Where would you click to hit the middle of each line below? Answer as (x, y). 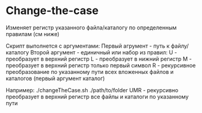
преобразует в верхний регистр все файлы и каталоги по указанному (97, 97)
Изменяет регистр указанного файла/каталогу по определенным (91, 27)
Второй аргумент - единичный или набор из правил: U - (104, 52)
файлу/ (180, 46)
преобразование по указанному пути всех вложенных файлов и (90, 71)
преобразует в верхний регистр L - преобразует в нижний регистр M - (99, 59)
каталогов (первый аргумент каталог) (55, 78)
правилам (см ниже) (32, 34)
